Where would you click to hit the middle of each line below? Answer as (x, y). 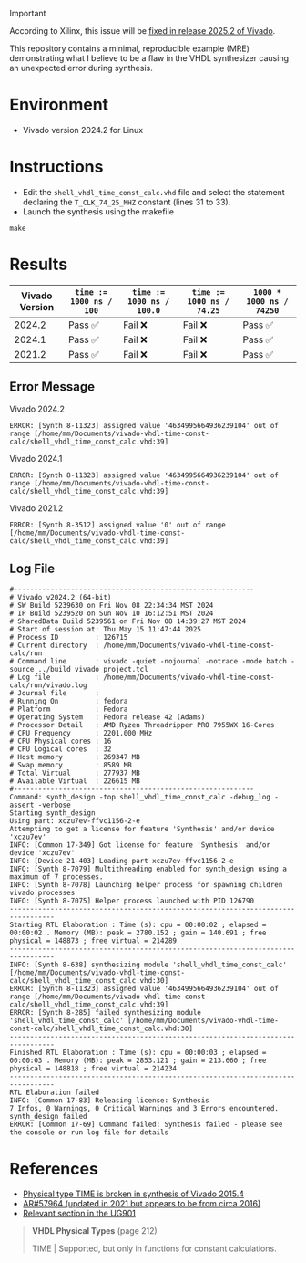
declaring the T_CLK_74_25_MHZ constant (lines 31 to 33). (127, 202)
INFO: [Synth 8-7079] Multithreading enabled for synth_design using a (148, 869)
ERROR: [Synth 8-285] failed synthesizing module (106, 1013)
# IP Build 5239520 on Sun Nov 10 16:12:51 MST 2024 (112, 614)
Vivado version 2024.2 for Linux (83, 130)
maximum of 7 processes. (56, 877)
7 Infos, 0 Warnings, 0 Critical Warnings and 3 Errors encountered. (144, 1109)
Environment (59, 105)
